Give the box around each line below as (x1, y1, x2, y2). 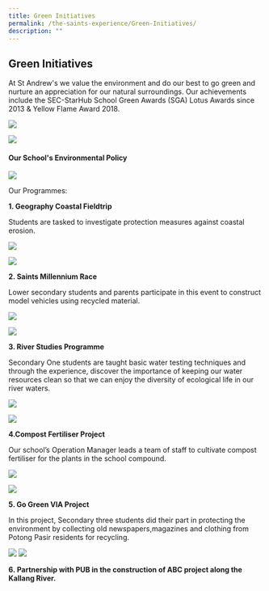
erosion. (8, 226, 36, 235)
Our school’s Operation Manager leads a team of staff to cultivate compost (8, 445, 257, 455)
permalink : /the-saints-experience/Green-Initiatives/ (8, 19, 197, 27)
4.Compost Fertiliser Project (8, 429, 105, 439)
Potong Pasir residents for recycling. (8, 533, 130, 542)
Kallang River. (8, 573, 57, 583)
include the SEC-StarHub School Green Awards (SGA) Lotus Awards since (8, 95, 255, 105)
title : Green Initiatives (8, 11, 95, 20)
